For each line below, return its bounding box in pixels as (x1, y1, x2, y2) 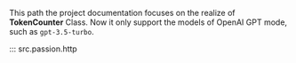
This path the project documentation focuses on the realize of (9, 8, 236, 18)
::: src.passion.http (9, 43, 77, 54)
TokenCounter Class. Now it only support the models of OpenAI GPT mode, (9, 17, 287, 28)
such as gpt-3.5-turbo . (9, 27, 95, 36)
